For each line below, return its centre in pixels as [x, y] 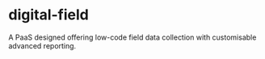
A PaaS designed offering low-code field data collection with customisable [132, 37]
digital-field [48, 15]
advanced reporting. [42, 45]
